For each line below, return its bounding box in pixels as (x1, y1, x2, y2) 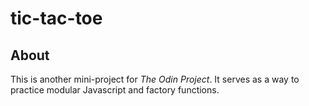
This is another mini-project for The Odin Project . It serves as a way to (10, 73, 300, 85)
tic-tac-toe (10, 7, 103, 30)
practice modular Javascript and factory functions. (10, 84, 220, 96)
